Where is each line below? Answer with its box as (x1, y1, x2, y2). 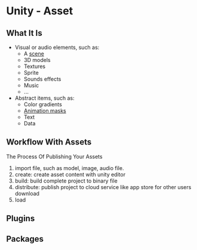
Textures (23, 63, 46, 70)
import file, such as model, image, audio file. (14, 164, 124, 171)
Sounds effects (23, 76, 61, 82)
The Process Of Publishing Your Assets (6, 153, 103, 160)
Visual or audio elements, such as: (14, 44, 100, 51)
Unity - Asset (6, 4, 73, 18)
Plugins (6, 214, 35, 224)
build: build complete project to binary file (14, 177, 118, 184)
